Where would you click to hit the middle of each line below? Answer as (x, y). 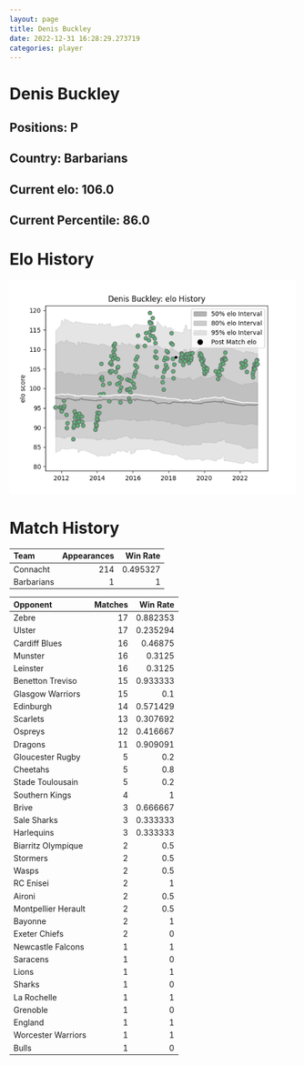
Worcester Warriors (50, 1035)
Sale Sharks (35, 820)
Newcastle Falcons (49, 947)
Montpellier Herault (50, 909)
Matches (111, 604)
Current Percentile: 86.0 (80, 220)
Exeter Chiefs (38, 934)
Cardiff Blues (38, 643)
